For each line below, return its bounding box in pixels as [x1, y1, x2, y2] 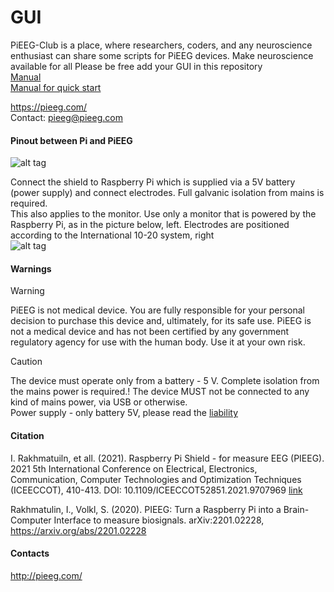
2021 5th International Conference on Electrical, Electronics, [10, 462, 258, 475]
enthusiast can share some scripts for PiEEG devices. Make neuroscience [10, 49, 314, 61]
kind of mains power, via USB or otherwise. [10, 396, 188, 408]
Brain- [283, 503, 310, 515]
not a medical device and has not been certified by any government [10, 326, 290, 338]
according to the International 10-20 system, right [10, 229, 215, 241]
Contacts [10, 547, 50, 560]
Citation [10, 429, 45, 441]
